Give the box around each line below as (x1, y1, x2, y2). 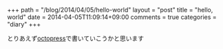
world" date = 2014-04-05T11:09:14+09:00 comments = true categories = (7, 13, 217, 21)
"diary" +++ (7, 20, 41, 28)
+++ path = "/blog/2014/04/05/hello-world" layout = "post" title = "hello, (7, 6, 213, 14)
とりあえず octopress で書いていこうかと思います (7, 34, 145, 42)
